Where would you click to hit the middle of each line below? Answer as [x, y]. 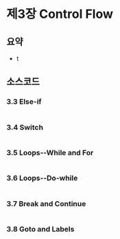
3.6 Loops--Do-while [42, 178]
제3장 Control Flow [60, 14]
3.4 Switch [25, 127]
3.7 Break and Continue [46, 203]
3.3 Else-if [24, 102]
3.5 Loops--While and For [50, 152]
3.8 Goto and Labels [40, 229]
